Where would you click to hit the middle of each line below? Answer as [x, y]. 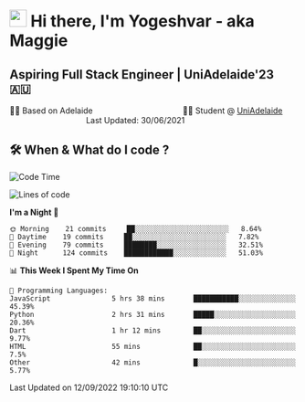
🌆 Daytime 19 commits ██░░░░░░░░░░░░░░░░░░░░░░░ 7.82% [134, 237]
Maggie [39, 41]
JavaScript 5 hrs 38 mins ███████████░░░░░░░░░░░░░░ [153, 298]
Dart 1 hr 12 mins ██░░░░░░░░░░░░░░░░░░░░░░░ [153, 330]
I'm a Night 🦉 [34, 212]
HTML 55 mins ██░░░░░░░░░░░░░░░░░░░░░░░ [153, 346]
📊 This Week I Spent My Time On [74, 270]
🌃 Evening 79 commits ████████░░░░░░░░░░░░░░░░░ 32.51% [136, 245]
